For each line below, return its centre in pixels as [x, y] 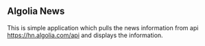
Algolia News [36, 11]
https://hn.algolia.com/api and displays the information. [85, 35]
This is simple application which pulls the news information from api [103, 27]
